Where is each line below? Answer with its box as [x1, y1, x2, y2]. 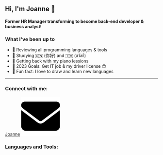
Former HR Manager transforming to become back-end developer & [5, 18, 144, 24]
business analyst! [5, 23, 42, 29]
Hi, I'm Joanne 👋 [5, 5, 55, 13]
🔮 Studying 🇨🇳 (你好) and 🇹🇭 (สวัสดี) [12, 53, 86, 58]
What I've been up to [5, 36, 55, 42]
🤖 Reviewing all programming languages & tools [12, 47, 108, 53]
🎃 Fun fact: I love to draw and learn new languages [12, 69, 114, 75]
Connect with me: [5, 85, 48, 92]
